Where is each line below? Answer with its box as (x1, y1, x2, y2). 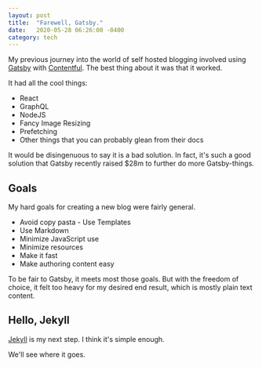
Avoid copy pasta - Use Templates (19, 217, 131, 227)
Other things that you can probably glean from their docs (19, 135, 204, 145)
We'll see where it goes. (8, 350, 86, 359)
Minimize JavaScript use (19, 234, 100, 244)
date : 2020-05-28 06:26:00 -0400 (8, 26, 125, 34)
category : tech (8, 33, 58, 42)
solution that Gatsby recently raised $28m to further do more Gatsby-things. (8, 158, 255, 169)
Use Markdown (19, 226, 69, 235)
